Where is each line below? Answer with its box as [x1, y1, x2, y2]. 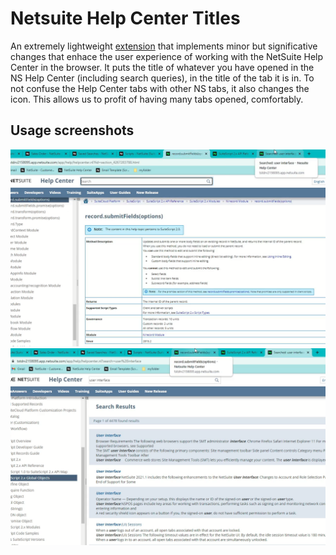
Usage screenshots [10, 122, 135, 139]
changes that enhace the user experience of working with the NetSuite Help [10, 50, 324, 62]
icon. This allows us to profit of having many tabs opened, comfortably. [10, 93, 304, 105]
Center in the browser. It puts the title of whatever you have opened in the [10, 61, 315, 73]
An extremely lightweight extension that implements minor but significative [10, 40, 318, 52]
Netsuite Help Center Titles [10, 7, 241, 30]
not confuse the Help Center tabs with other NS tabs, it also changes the [10, 82, 310, 94]
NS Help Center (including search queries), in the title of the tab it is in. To [10, 72, 315, 84]
